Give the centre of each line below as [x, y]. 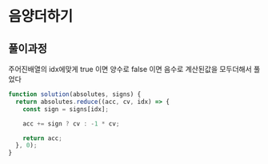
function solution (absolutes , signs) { [75, 94]
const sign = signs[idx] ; [66, 109]
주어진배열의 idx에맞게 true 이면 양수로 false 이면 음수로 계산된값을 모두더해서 [130, 69]
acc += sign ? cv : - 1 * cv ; [71, 124]
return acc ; [42, 138]
